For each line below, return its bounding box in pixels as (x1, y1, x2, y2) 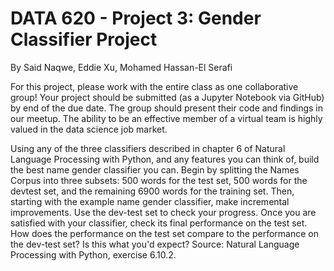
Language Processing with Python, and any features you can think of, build (10, 153, 320, 165)
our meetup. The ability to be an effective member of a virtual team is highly (10, 112, 323, 124)
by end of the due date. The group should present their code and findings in (10, 102, 324, 114)
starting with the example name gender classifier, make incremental (10, 195, 290, 207)
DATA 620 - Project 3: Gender (10, 7, 262, 30)
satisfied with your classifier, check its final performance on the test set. (10, 217, 308, 229)
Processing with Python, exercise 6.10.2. (10, 248, 177, 261)
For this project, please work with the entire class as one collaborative (10, 80, 299, 92)
